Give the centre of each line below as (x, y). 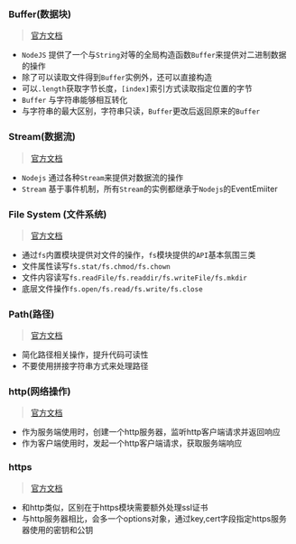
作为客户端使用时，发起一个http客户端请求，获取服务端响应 (132, 443)
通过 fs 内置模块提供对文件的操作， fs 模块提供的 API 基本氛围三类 (139, 254)
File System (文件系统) (58, 214)
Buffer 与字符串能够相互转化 (74, 100)
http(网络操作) (40, 392)
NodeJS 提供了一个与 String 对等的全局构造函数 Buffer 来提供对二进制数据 (154, 55)
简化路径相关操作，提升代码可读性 (85, 355)
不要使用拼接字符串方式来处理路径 (85, 366)
